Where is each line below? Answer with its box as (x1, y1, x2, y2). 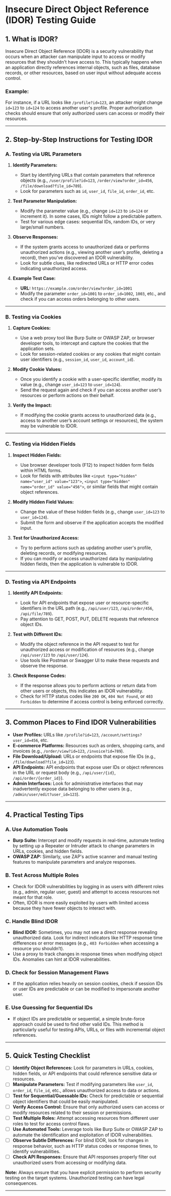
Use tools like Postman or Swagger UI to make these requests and (20, 657, 159, 663)
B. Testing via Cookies (5, 313, 62, 320)
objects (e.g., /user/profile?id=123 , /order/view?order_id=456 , (20, 177, 154, 183)
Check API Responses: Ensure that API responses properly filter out (12, 1154, 157, 1160)
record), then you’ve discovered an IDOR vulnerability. (20, 254, 134, 261)
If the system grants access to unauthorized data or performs (20, 243, 150, 250)
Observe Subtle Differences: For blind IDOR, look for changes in (12, 1137, 149, 1143)
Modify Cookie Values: (12, 366, 62, 373)
